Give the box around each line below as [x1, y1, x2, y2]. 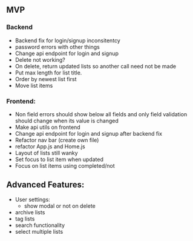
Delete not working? [15, 56, 65, 63]
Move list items [15, 82, 53, 89]
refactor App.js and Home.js [15, 142, 86, 150]
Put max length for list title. [15, 69, 82, 76]
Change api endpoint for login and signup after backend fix [15, 130, 162, 137]
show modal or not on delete [24, 202, 96, 210]
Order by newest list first [15, 75, 77, 82]
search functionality [15, 221, 65, 229]
